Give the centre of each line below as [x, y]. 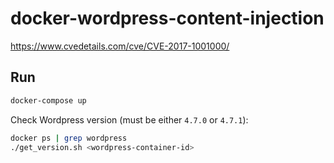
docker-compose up [48, 100]
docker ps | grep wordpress [69, 138]
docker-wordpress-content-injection [167, 18]
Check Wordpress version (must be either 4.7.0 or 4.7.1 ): [129, 119]
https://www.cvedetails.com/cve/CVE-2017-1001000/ [120, 46]
